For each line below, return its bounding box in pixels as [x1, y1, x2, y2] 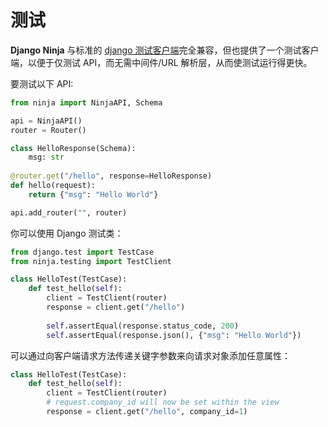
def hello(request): [10, 181, 97, 191]
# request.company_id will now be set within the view [46, 397, 280, 408]
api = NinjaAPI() [10, 116, 83, 126]
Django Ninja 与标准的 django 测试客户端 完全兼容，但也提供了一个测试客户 [10, 44, 320, 56]
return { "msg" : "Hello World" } [28, 189, 159, 200]
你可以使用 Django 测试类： [10, 227, 124, 239]
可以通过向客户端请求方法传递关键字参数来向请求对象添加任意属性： [10, 349, 291, 361]
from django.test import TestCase [10, 247, 155, 257]
